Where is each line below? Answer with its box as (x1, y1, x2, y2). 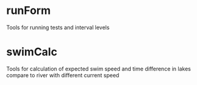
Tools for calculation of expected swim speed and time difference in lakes (6, 65, 192, 72)
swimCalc (6, 45, 58, 59)
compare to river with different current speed (6, 71, 120, 79)
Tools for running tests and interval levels (6, 24, 110, 31)
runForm (6, 4, 51, 18)
